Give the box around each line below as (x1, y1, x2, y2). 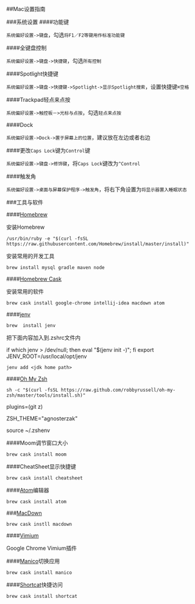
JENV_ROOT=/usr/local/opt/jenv (6, 353, 87, 360)
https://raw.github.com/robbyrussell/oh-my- (60, 387, 175, 393)
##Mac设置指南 (6, 5, 46, 12)
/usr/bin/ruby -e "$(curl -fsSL (6, 235, 88, 242)
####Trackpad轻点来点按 (6, 96, 71, 103)
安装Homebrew (6, 223, 45, 231)
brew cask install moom (6, 451, 67, 458)
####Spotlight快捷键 (6, 70, 59, 77)
